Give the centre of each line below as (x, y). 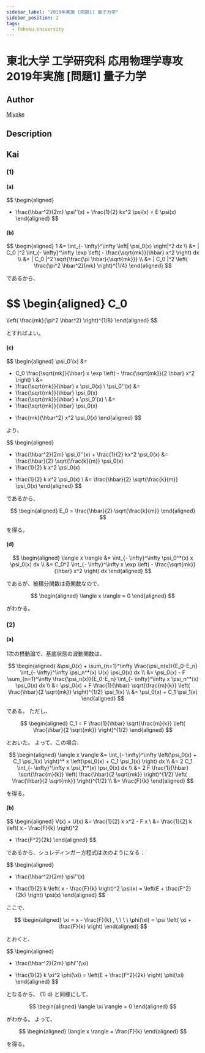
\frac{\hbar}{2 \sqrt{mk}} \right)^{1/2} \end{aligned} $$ (103, 729)
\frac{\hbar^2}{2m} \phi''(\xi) (52, 964)
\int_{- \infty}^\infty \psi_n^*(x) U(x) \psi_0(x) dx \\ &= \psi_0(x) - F (103, 672)
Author (20, 100)
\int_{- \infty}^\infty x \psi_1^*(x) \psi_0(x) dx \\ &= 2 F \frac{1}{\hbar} (103, 767)
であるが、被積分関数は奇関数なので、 (54, 584)
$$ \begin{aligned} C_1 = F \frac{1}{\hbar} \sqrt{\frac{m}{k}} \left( (103, 723)
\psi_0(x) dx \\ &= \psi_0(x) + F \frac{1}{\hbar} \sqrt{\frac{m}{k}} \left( (103, 685)
